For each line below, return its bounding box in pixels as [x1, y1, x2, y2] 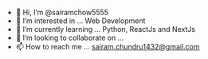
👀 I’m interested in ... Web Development [15, 16, 146, 26]
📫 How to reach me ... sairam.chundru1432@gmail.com [15, 42, 200, 51]
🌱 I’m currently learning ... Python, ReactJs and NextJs [15, 25, 196, 33]
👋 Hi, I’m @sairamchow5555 [15, 8, 109, 17]
